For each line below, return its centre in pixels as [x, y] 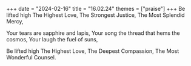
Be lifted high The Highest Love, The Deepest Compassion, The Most [93, 51]
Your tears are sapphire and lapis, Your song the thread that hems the [93, 33]
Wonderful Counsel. [31, 57]
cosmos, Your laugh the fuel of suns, [52, 39]
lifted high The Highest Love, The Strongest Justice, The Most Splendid [95, 15]
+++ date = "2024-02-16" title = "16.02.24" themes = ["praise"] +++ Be [96, 9]
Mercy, [15, 21]
